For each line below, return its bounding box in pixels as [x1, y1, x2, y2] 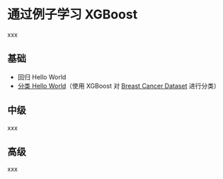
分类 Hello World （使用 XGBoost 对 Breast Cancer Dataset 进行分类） [17, 81, 221, 90]
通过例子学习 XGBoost [7, 6, 138, 23]
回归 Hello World [17, 72, 67, 81]
